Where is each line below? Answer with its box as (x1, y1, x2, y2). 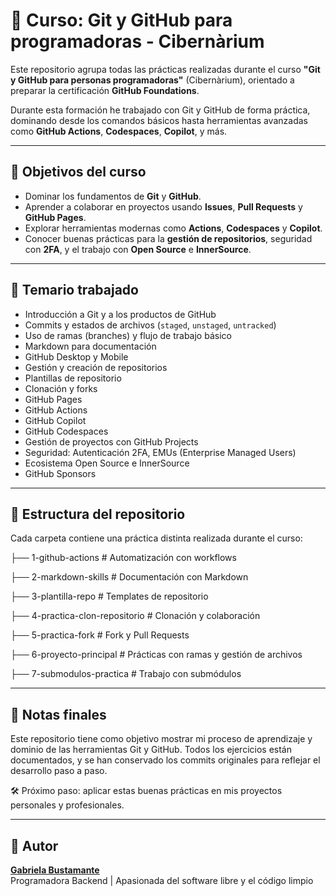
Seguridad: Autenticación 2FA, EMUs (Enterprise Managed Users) (24, 446, 297, 458)
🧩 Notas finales (10, 706, 107, 723)
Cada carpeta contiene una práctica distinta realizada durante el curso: (10, 532, 303, 544)
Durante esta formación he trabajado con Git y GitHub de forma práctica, (10, 104, 311, 116)
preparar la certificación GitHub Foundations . (10, 84, 200, 96)
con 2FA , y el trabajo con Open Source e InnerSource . (24, 243, 252, 255)
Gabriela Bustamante (10, 864, 100, 876)
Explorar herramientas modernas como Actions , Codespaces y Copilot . (24, 222, 323, 234)
